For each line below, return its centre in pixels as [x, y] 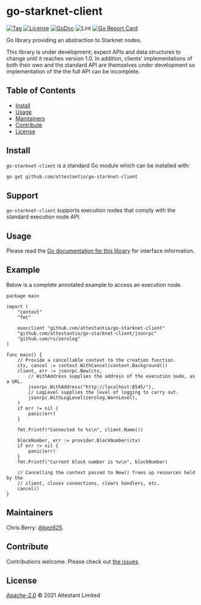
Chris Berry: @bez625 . [35, 527]
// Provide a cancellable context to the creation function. [97, 360]
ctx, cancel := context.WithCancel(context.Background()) [93, 365]
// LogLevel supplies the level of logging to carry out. [104, 392]
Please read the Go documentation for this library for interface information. [100, 251]
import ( [17, 306]
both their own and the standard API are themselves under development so [101, 65]
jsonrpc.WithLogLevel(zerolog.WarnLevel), [83, 398]
